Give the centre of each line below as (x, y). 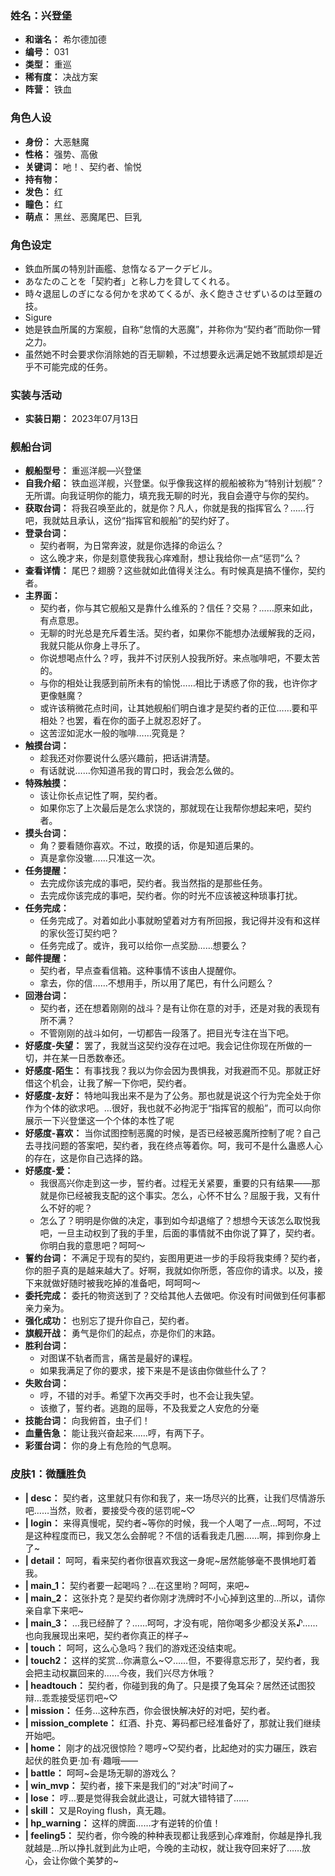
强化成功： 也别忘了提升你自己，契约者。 (109, 1321)
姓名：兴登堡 (41, 15)
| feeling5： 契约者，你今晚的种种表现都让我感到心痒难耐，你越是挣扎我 (173, 1835)
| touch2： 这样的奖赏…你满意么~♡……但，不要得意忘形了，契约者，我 (172, 1660)
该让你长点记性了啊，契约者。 (101, 796)
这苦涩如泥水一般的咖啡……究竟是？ (113, 733)
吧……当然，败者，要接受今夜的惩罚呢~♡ (110, 1510)
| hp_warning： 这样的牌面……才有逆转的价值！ (123, 1823)
